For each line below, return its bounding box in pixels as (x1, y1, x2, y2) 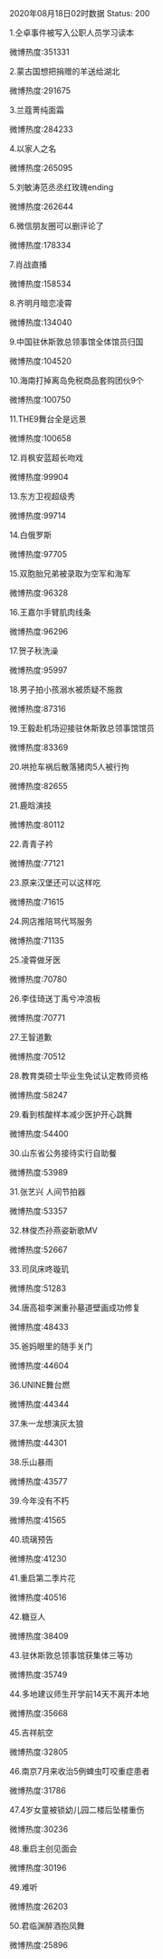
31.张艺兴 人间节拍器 (9, 1186, 86, 1197)
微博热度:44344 (9, 1399, 70, 1409)
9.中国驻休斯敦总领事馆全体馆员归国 (9, 336, 144, 347)
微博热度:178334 (9, 240, 72, 250)
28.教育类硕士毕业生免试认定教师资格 (9, 1071, 149, 1081)
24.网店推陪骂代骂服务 (9, 916, 93, 926)
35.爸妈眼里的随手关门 (9, 1341, 93, 1352)
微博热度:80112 (9, 819, 65, 830)
